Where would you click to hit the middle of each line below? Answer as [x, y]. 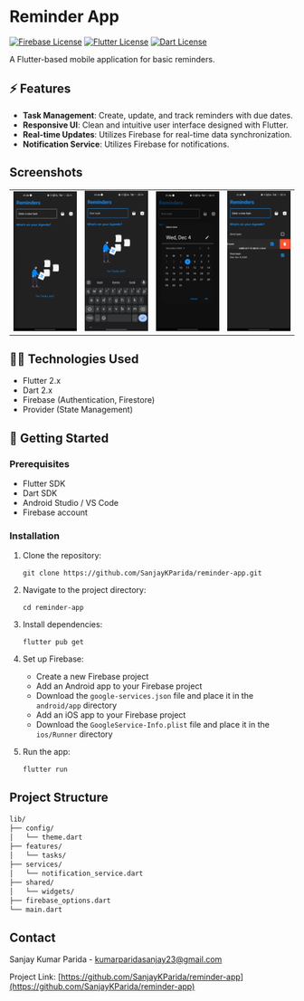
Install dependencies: [62, 624]
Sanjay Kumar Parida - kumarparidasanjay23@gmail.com [116, 959]
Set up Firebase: [53, 659]
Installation [35, 536]
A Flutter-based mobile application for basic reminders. [112, 59]
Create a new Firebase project [92, 677]
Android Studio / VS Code [71, 503]
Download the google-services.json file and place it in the [145, 696]
